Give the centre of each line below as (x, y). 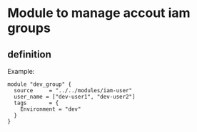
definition (30, 54)
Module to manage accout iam (99, 13)
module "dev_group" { (40, 84)
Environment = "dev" (51, 109)
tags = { (36, 103)
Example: (21, 71)
